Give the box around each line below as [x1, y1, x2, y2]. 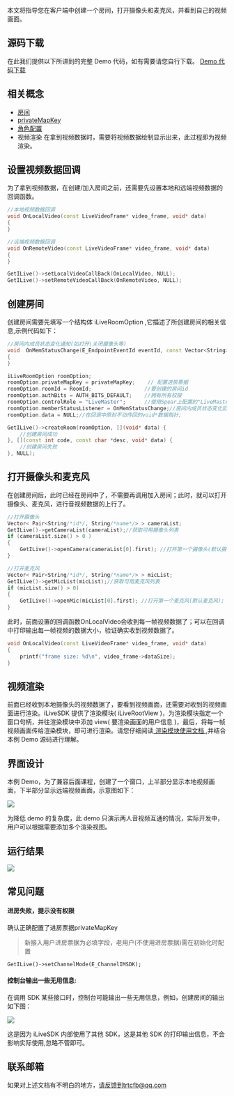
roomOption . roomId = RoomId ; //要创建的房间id [7, 386, 189, 393]
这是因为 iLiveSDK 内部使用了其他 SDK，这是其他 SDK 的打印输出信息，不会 [7, 1030, 225, 1038]
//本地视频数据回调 [7, 207, 56, 213]
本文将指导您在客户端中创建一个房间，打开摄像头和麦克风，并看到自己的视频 [7, 6, 227, 14]
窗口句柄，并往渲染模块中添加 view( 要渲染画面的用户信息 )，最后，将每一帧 [7, 718, 226, 726]
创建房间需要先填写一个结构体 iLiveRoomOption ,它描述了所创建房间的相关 [7, 318, 221, 326]
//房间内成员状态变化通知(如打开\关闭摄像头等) [7, 340, 127, 347]
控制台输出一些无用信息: [7, 976, 77, 985]
